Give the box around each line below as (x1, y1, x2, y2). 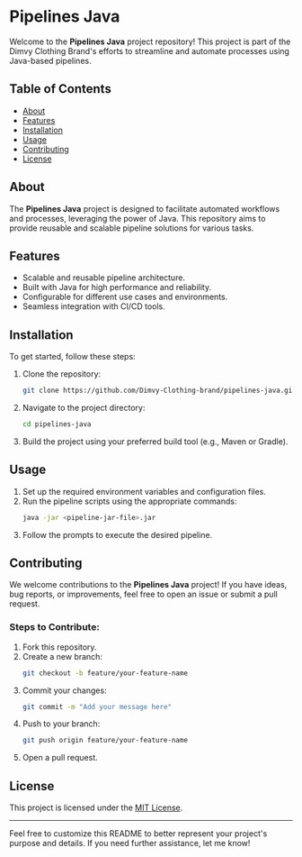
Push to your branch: (22, 718, 101, 729)
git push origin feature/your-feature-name (22, 736, 189, 745)
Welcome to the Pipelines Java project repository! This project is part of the (9, 36, 291, 47)
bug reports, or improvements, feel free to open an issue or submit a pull (9, 588, 279, 600)
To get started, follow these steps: (9, 351, 137, 362)
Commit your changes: (22, 685, 107, 696)
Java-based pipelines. (9, 55, 92, 66)
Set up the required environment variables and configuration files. (22, 486, 267, 497)
